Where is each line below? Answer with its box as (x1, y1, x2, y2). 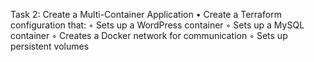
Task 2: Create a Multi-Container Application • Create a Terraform (10, 9, 282, 20)
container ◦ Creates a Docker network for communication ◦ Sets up (10, 30, 288, 41)
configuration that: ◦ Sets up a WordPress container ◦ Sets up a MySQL (10, 19, 305, 31)
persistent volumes (10, 40, 90, 52)
